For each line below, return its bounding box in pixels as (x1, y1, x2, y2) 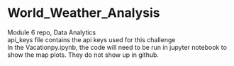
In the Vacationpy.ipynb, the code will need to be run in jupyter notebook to (7, 43, 227, 51)
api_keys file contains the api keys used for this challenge (7, 35, 176, 44)
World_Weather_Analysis (7, 5, 161, 21)
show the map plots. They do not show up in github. (7, 51, 160, 59)
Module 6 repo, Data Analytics (7, 28, 96, 37)
